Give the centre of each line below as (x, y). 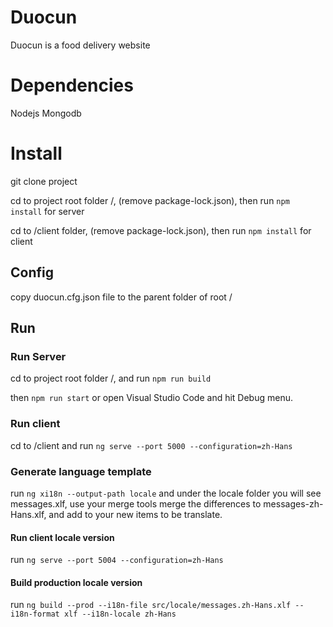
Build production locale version (76, 582)
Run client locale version (62, 537)
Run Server (38, 356)
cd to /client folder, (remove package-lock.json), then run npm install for (161, 230)
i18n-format (35, 614)
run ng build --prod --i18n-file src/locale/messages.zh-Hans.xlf (151, 605)
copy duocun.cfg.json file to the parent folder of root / (121, 297)
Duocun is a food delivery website (80, 45)
